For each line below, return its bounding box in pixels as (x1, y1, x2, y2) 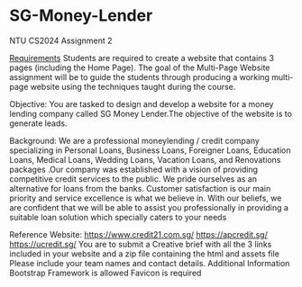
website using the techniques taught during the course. (30, 81, 236, 92)
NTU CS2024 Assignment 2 (9, 35, 113, 46)
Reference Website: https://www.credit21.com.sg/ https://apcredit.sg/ (9, 229, 268, 239)
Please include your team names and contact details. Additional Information (9, 257, 290, 268)
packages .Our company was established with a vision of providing (9, 164, 259, 175)
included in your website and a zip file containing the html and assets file (9, 248, 279, 259)
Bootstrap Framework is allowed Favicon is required (9, 267, 202, 278)
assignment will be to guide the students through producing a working (9, 71, 270, 82)
